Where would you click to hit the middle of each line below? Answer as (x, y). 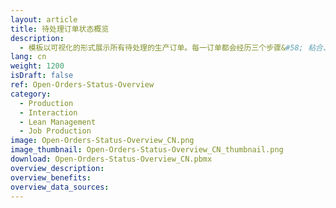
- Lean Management (58, 122)
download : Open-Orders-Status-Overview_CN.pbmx (111, 159)
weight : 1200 (37, 66)
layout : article (44, 19)
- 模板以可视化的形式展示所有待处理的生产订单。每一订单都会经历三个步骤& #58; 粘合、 (175, 47)
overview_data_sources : (60, 187)
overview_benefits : (51, 177)
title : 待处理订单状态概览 (60, 29)
